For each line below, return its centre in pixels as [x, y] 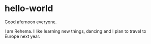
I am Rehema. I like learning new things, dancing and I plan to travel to [75, 31]
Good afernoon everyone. [31, 22]
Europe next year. [22, 36]
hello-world [29, 8]
